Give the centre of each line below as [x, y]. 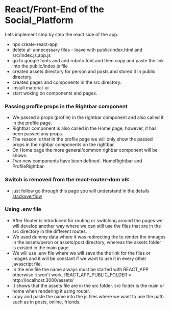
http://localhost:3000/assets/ [43, 280]
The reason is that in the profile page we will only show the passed [82, 139]
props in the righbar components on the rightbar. [64, 145]
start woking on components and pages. [55, 93]
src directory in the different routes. [50, 231]
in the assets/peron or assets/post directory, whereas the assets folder [87, 242]
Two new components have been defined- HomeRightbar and [77, 161]
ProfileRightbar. [29, 166]
